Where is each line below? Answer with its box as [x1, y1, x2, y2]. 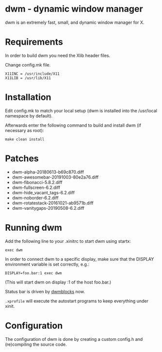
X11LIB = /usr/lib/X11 [5, 75, 51, 81]
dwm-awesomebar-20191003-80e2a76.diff [12, 174, 99, 180]
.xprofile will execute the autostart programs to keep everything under [5, 298, 149, 304]
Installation [5, 92, 52, 103]
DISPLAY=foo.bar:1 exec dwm [5, 270, 62, 275]
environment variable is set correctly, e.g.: [5, 261, 90, 267]
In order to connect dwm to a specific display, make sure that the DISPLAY [5, 256, 154, 262]
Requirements [5, 36, 63, 48]
